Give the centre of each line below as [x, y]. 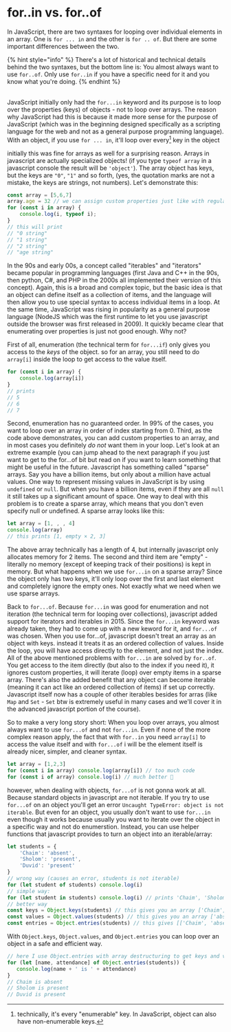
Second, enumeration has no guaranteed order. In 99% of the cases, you [110, 424]
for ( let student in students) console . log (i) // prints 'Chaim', [104, 898]
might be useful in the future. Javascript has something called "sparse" [108, 467]
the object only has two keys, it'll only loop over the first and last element [111, 579]
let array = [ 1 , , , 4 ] [41, 524]
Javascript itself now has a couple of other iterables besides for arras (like [112, 694]
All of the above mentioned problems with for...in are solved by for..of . [112, 658]
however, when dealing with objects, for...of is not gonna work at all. [107, 790]
